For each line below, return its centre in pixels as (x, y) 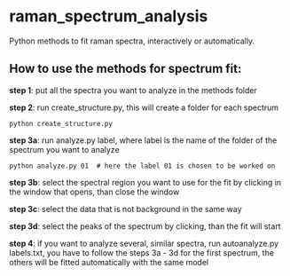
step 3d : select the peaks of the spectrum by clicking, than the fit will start (145, 226)
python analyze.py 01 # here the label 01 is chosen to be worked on (142, 166)
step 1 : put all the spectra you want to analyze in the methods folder (133, 90)
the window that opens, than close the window (94, 192)
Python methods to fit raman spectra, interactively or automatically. (132, 41)
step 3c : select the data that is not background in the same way (125, 209)
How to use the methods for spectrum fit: (125, 69)
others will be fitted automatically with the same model (109, 262)
